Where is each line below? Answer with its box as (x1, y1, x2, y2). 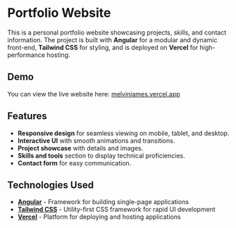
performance (7, 51, 46, 59)
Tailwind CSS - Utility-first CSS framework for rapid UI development (17, 205, 216, 214)
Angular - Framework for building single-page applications (17, 198, 189, 206)
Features (7, 110, 47, 122)
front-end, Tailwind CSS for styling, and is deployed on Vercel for (7, 43, 199, 51)
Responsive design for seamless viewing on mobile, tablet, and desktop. (17, 129, 230, 137)
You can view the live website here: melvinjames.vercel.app (7, 89, 181, 98)
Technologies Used (7, 179, 94, 191)
